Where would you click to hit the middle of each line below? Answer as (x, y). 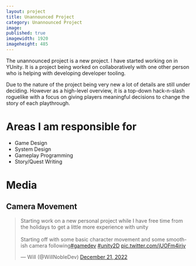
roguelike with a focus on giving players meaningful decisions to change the (98, 96)
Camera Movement (42, 207)
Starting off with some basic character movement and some (93, 239)
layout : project (26, 11)
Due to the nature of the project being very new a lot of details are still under (98, 84)
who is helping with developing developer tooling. (66, 73)
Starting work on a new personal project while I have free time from (102, 220)
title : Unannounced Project (40, 17)
